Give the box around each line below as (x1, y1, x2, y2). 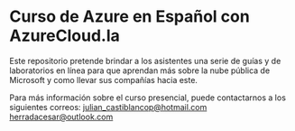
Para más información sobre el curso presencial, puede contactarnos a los (9, 92, 287, 103)
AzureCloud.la (9, 25, 120, 46)
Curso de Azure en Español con (9, 6, 250, 27)
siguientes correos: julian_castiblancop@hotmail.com (9, 101, 207, 112)
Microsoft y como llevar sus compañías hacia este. (9, 74, 198, 85)
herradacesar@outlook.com (9, 111, 114, 122)
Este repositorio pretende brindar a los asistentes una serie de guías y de (9, 55, 281, 66)
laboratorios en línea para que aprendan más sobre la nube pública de (9, 65, 271, 76)
